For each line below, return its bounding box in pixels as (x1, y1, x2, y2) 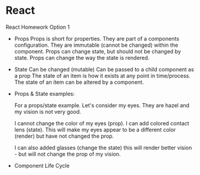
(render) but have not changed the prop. (14, 132, 114, 140)
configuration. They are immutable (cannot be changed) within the (14, 41, 178, 49)
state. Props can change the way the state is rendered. (14, 54, 150, 61)
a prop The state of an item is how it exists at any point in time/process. (14, 72, 191, 79)
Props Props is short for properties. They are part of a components (14, 35, 180, 42)
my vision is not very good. (14, 108, 81, 115)
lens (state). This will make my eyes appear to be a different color (14, 126, 176, 133)
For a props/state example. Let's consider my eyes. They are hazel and (14, 101, 190, 108)
